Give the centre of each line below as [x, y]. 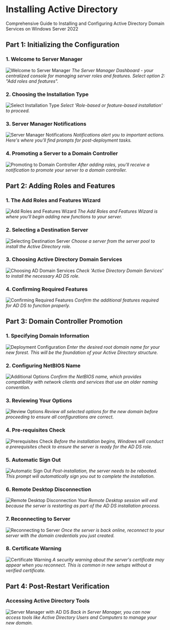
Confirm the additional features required [117, 300]
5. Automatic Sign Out [33, 459]
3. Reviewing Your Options [39, 401]
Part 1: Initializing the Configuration [62, 45]
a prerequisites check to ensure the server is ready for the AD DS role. [79, 446]
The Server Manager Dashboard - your [113, 70]
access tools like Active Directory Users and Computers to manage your [81, 617]
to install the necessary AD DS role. [43, 276]
